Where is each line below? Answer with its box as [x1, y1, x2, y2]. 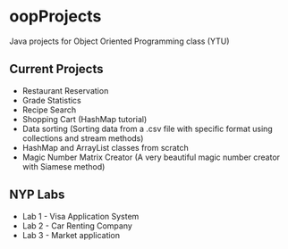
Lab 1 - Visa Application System [21, 211, 140, 221]
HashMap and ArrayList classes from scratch [21, 142, 190, 153]
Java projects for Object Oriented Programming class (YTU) [9, 36, 230, 46]
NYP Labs [9, 187, 65, 203]
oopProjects [9, 6, 102, 27]
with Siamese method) [21, 161, 106, 171]
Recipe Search [21, 104, 77, 115]
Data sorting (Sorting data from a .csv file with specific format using [21, 123, 273, 134]
